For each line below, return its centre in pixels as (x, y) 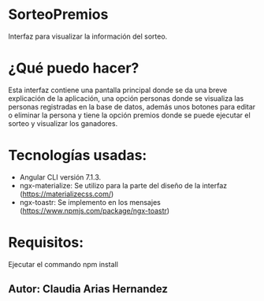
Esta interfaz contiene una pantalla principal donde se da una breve (118, 90)
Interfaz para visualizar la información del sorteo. (88, 36)
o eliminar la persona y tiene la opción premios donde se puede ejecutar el (129, 115)
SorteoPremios (58, 15)
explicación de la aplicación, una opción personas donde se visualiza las (126, 98)
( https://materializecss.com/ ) (67, 194)
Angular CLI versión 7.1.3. (60, 177)
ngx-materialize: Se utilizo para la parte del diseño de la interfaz (123, 185)
